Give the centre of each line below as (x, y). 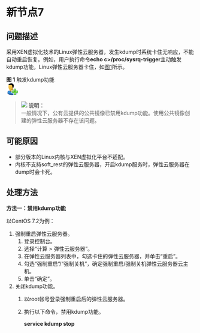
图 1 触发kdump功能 (31, 79)
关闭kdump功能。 (37, 286)
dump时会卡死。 (35, 172)
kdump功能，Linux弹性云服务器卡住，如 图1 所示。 (67, 67)
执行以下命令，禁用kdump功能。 (64, 311)
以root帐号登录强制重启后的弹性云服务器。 (76, 299)
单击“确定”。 (39, 278)
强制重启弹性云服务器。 (44, 233)
